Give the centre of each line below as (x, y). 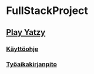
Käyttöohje (22, 49)
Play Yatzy (26, 32)
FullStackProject (47, 11)
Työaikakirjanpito (32, 64)
